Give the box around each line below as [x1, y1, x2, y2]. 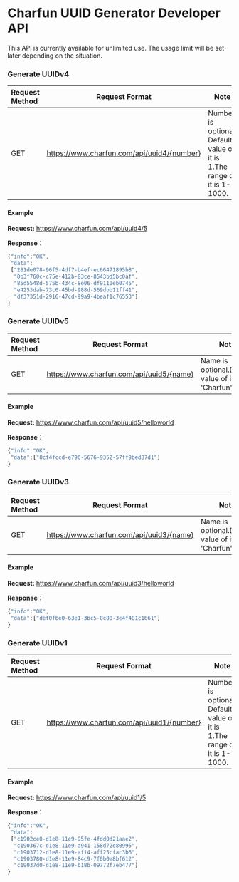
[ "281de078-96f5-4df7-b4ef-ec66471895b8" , [10, 266, 139, 274]
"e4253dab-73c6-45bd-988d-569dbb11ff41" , [14, 286, 139, 294]
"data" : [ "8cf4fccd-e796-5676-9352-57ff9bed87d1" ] [10, 454, 161, 461]
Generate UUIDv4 [7, 69, 70, 79]
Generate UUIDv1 [7, 638, 68, 648]
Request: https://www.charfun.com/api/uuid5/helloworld [7, 418, 174, 427]
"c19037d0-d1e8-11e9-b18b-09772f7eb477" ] [14, 862, 139, 869]
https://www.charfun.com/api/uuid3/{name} [46, 529, 194, 539]
